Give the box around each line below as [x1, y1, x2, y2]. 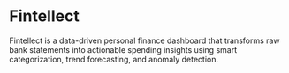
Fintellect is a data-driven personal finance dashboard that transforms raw [9, 35, 280, 46]
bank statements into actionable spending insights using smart [9, 44, 237, 55]
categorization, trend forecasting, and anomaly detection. [9, 54, 219, 64]
